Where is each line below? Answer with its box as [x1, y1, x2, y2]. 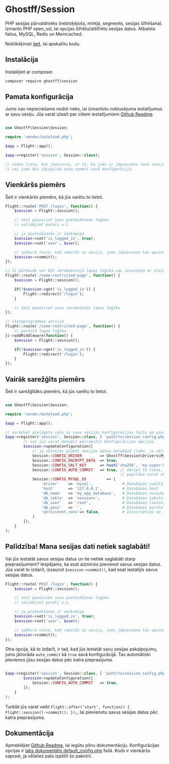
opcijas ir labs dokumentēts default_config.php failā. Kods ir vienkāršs [5, 748, 150, 754]
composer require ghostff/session [5, 78, 78, 84]
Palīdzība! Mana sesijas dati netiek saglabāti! [5, 542, 150, 551]
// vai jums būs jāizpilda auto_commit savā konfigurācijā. [5, 167, 134, 172]
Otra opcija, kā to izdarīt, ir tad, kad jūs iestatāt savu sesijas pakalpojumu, [5, 646, 157, 652]
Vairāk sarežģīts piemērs [5, 375, 86, 384]
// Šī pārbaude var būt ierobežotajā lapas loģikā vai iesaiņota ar [5, 268, 152, 274]
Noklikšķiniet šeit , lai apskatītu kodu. [5, 40, 81, 46]
